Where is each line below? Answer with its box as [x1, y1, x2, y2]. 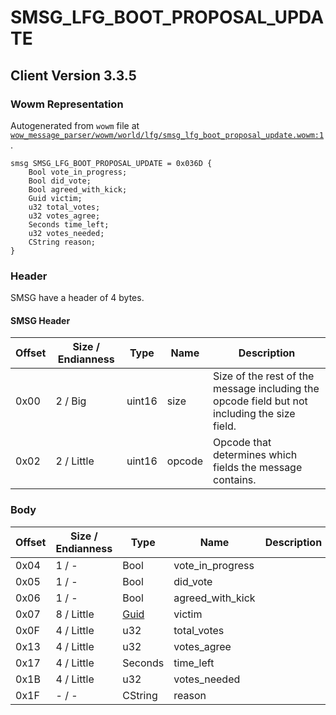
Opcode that [213, 436, 272, 450]
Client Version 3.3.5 [10, 67, 137, 84]
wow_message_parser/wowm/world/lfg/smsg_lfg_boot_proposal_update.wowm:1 [10, 130, 325, 140]
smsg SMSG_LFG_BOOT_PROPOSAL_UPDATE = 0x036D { [10, 158, 213, 168]
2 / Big [55, 394, 87, 408]
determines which [213, 448, 298, 462]
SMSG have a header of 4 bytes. [10, 292, 145, 304]
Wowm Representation [10, 97, 124, 111]
